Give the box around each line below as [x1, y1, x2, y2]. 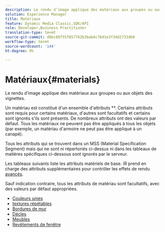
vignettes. [5, 96, 26, 101]
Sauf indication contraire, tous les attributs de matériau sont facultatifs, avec [5, 181, 160, 187]
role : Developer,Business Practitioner [5, 26, 87, 31]
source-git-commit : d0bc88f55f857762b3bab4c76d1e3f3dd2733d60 [5, 35, 135, 40]
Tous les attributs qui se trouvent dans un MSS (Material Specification [5, 141, 146, 147]
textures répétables [12, 200, 52, 207]
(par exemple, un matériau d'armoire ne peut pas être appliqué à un [5, 126, 142, 132]
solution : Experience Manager [5, 12, 67, 17]
